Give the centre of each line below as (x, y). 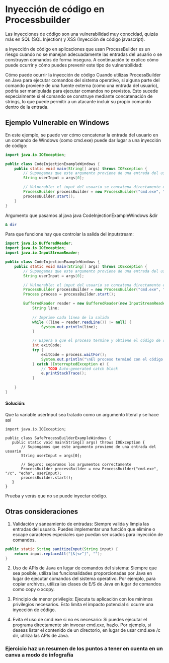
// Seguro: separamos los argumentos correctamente (76, 464)
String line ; (46, 308)
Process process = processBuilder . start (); (69, 294)
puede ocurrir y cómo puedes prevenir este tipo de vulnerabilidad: (74, 65)
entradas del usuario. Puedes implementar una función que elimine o (84, 529)
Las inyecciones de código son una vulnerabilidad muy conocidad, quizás (82, 34)
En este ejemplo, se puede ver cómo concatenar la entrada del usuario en (82, 135)
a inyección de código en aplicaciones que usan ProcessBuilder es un (78, 49)
